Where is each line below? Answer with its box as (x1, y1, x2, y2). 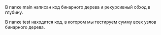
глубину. (5, 9, 23, 15)
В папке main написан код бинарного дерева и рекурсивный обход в (5, 4, 151, 10)
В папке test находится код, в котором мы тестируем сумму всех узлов (5, 19, 157, 25)
